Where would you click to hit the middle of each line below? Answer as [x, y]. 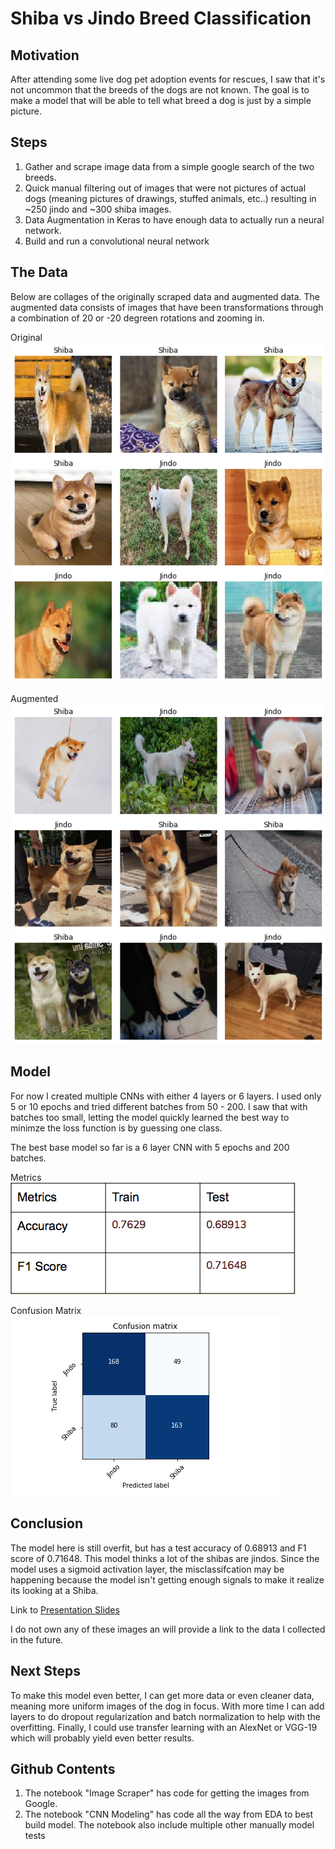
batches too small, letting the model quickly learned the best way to [150, 1117]
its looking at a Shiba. [54, 1590]
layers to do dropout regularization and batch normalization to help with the [166, 1716]
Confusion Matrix [46, 1310]
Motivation [45, 55]
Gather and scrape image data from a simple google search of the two [169, 166]
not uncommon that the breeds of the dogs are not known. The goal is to [160, 90]
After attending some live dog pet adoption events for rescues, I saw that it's [168, 79]
